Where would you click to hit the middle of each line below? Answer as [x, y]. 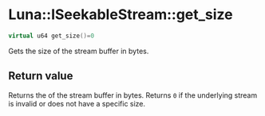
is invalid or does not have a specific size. [77, 103]
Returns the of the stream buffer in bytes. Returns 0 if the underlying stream [133, 95]
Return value [41, 76]
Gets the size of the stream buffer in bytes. [79, 51]
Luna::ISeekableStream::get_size [121, 15]
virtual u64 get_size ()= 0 [51, 36]
